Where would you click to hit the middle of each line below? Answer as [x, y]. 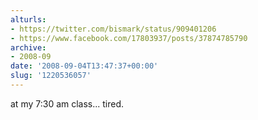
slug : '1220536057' [51, 76]
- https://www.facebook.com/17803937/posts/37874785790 [129, 38]
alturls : [28, 19]
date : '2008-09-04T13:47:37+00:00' [84, 66]
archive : [28, 47]
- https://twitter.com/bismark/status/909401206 [113, 29]
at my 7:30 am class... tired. [67, 103]
